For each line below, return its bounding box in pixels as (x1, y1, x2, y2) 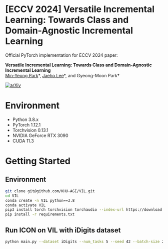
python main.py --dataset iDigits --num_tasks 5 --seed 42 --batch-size (5, 239, 160, 244)
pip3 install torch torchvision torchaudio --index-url (5, 207, 124, 212)
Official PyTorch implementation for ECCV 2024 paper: (5, 52, 118, 58)
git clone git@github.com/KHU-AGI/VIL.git (5, 188, 95, 194)
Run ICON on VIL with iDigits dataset (5, 226, 121, 234)
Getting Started (5, 156, 71, 167)
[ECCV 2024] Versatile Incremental (5, 4, 155, 15)
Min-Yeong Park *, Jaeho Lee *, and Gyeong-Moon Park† (5, 72, 120, 78)
